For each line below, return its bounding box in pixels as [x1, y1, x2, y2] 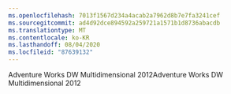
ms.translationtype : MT [8, 26, 87, 34]
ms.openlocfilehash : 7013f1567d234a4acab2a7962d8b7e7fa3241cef [8, 11, 221, 20]
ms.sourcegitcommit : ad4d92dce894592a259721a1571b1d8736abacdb [8, 19, 221, 27]
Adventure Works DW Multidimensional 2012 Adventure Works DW [8, 70, 223, 79]
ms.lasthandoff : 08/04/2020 [8, 41, 101, 49]
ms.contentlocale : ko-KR [8, 33, 90, 42]
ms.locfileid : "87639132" [8, 48, 93, 56]
